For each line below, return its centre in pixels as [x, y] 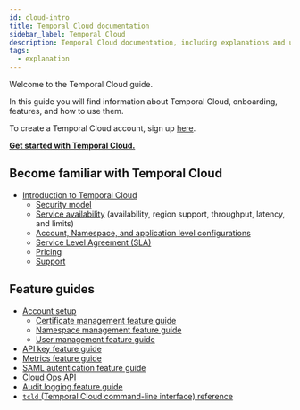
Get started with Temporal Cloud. [72, 145]
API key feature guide [62, 348]
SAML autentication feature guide [84, 367]
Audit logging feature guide [72, 386]
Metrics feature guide [62, 358]
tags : [19, 51]
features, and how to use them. [67, 111]
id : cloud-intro [39, 17]
